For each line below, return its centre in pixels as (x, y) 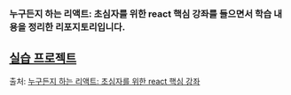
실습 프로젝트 (43, 58)
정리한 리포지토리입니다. (77, 26)
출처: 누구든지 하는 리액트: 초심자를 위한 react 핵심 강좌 (105, 81)
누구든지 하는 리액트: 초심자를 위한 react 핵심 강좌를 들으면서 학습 (141, 13)
